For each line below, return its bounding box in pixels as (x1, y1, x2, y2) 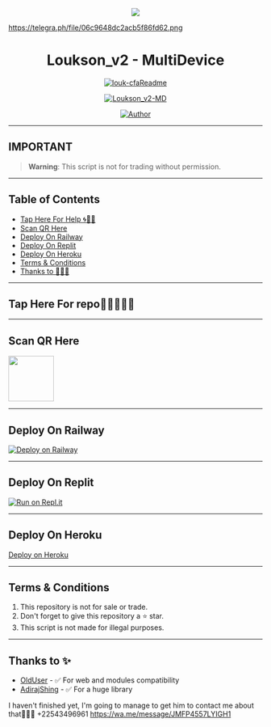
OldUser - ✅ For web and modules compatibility (19, 675, 180, 685)
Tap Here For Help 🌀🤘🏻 (19, 214, 96, 224)
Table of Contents (8, 192, 101, 206)
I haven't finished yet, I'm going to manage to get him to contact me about (8, 700, 254, 711)
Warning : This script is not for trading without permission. (27, 162, 222, 171)
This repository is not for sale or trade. (19, 602, 148, 612)
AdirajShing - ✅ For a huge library (19, 684, 133, 695)
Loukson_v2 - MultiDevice (46, 51, 225, 70)
